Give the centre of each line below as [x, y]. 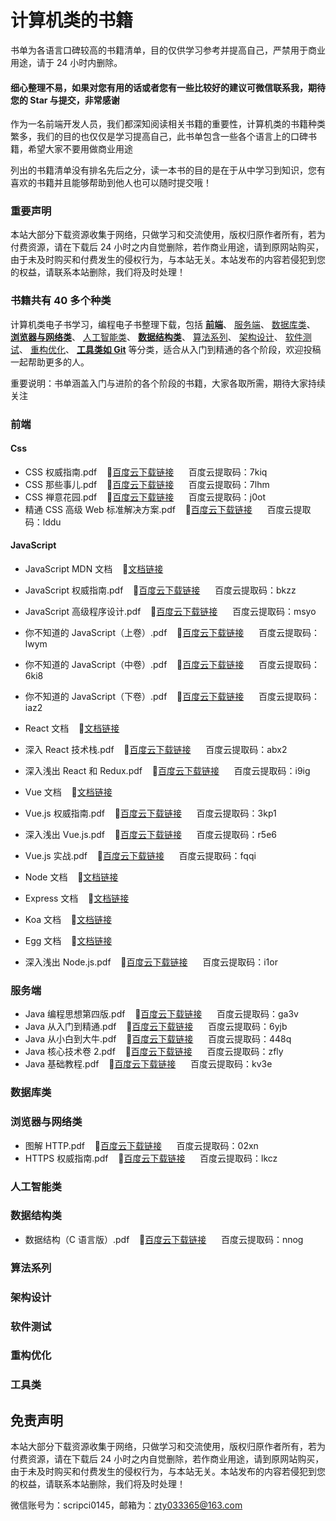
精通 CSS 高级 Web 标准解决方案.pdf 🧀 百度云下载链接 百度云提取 [168, 509]
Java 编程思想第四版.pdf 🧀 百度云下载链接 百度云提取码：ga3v [161, 1014]
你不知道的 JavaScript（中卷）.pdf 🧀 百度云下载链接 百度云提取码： [172, 665]
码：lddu [43, 522]
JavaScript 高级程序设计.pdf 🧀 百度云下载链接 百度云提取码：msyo [170, 612]
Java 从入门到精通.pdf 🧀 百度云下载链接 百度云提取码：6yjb [156, 1027]
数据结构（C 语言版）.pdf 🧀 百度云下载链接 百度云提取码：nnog [164, 1239]
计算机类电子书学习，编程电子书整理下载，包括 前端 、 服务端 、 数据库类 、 [163, 324]
